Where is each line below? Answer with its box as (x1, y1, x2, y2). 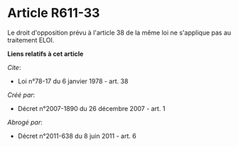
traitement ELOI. (7, 35, 55, 44)
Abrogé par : (7, 118, 43, 127)
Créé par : (7, 90, 36, 99)
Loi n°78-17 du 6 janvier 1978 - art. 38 (17, 76, 129, 86)
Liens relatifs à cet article (7, 49, 84, 58)
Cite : (7, 63, 21, 71)
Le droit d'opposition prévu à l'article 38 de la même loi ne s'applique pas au (7, 28, 232, 37)
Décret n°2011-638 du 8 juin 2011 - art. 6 (17, 131, 136, 140)
